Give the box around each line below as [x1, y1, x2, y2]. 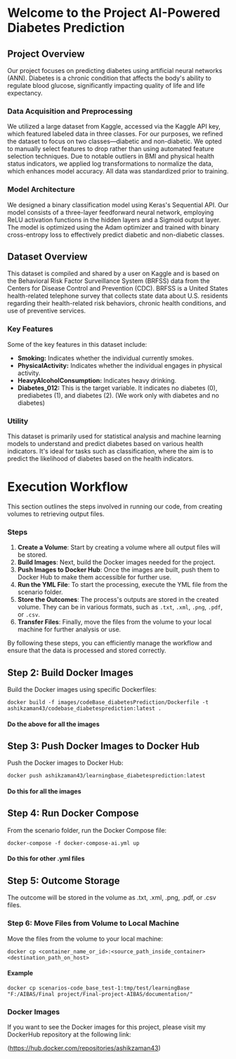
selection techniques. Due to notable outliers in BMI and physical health [7, 152, 215, 161]
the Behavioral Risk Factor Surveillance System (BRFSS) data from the [7, 277, 210, 285]
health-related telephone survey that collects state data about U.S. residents [7, 291, 228, 300]
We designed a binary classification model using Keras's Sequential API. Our [7, 200, 229, 209]
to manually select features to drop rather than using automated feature [7, 145, 214, 153]
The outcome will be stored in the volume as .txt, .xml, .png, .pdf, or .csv [7, 893, 216, 902]
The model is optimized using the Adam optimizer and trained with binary [7, 223, 220, 231]
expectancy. [7, 89, 44, 97]
